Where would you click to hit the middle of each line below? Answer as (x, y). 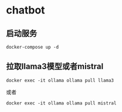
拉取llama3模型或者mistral (55, 67)
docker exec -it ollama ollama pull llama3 (60, 80)
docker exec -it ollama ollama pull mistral (61, 103)
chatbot (26, 10)
